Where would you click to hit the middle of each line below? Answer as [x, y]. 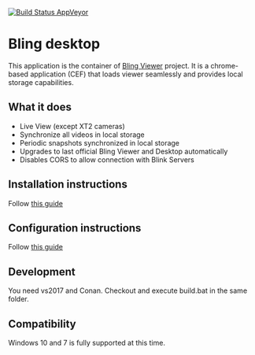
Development [42, 272]
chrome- [224, 65]
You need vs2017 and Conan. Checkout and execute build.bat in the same [128, 290]
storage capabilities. [41, 82]
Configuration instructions [75, 228]
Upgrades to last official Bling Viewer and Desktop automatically [124, 151]
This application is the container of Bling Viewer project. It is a [109, 65]
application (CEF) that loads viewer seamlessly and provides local [137, 74]
